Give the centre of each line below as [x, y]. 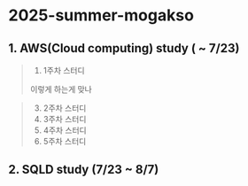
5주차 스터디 [65, 141]
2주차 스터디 [65, 108]
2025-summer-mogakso [101, 15]
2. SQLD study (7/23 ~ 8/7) [84, 170]
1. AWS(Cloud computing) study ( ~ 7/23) [124, 48]
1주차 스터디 [64, 70]
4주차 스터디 [65, 130]
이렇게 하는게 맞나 [61, 89]
